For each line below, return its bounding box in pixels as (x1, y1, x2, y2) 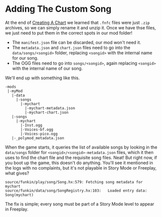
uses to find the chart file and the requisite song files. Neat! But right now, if (5, 154, 157, 160)
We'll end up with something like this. (5, 75, 80, 81)
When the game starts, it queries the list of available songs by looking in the (5, 144, 158, 150)
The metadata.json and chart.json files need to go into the (12, 44, 131, 50)
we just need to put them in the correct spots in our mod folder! (5, 30, 133, 36)
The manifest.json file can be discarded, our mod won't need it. (12, 39, 142, 45)
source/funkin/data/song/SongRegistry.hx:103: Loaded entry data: (5, 188, 147, 193)
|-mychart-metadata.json (24, 106, 76, 110)
